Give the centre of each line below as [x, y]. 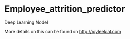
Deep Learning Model [26, 22]
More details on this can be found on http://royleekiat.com [63, 31]
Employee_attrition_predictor [65, 9]
